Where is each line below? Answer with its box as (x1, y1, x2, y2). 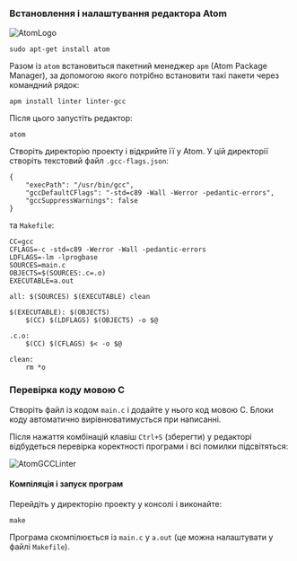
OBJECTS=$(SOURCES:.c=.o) (9, 268, 106, 278)
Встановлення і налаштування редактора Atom (9, 7, 227, 20)
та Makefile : (9, 220, 55, 231)
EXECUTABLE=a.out (9, 276, 74, 285)
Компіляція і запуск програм (9, 478, 124, 489)
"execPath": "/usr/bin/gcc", (25, 180, 135, 190)
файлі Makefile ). (9, 541, 70, 552)
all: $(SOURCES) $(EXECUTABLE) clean (9, 293, 151, 302)
